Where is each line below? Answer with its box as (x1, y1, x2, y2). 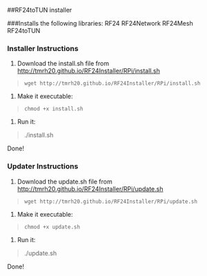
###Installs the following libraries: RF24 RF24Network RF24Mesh (7, 19, 193, 27)
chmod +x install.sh (23, 106, 83, 112)
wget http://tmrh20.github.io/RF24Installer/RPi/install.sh (23, 80, 201, 87)
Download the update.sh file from (17, 177, 112, 186)
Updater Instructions (7, 161, 79, 171)
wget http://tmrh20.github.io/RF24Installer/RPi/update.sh (23, 198, 198, 205)
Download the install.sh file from (17, 59, 109, 68)
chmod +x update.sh (23, 224, 81, 230)
